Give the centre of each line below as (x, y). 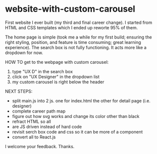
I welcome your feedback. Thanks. (40, 146)
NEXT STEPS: (19, 91)
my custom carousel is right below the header (58, 82)
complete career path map (39, 111)
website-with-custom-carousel (70, 9)
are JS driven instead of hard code (47, 126)
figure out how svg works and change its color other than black (76, 116)
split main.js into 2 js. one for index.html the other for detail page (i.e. (81, 100)
